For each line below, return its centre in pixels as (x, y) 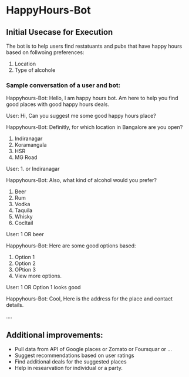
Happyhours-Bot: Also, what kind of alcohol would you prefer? (82, 180)
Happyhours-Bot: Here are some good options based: (71, 246)
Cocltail (24, 223)
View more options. (38, 276)
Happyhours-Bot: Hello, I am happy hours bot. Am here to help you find (92, 98)
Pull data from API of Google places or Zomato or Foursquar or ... (93, 349)
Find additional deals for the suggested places (71, 362)
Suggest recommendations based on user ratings (74, 355)
